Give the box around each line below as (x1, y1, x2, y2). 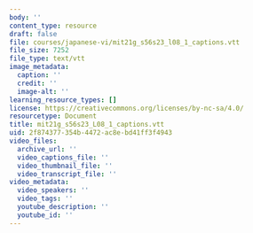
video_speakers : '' (17, 186, 90, 195)
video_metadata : (9, 178, 69, 187)
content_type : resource (9, 21, 98, 30)
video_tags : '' (17, 194, 74, 204)
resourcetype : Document (9, 112, 98, 120)
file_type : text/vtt (9, 54, 86, 63)
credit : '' (17, 79, 58, 88)
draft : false (9, 29, 58, 38)
